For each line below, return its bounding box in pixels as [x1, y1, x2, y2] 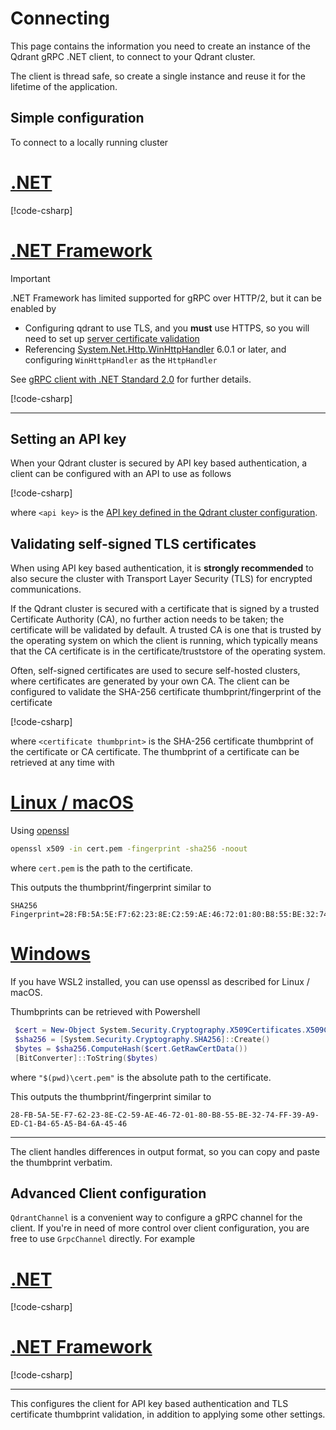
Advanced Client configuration [10, 1185, 207, 1202]
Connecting [10, 7, 110, 30]
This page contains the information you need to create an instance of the [10, 40, 311, 52]
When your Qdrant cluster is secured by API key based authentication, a [10, 457, 308, 469]
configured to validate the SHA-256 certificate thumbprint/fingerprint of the [10, 686, 322, 698]
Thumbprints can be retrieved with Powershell [10, 1006, 201, 1017]
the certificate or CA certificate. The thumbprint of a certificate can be [10, 746, 300, 758]
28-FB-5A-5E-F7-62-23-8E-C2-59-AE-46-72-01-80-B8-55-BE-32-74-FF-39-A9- [10, 1110, 320, 1120]
